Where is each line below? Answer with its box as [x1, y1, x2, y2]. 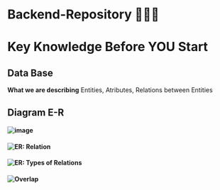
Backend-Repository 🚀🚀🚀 [7, 6, 160, 23]
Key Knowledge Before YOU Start [7, 39, 208, 55]
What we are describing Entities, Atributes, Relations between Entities [7, 86, 213, 94]
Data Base [7, 67, 53, 79]
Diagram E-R [7, 106, 65, 118]
